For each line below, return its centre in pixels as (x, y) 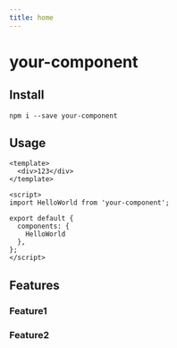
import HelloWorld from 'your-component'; (89, 203)
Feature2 (29, 335)
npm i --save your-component (63, 116)
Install (27, 95)
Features (34, 285)
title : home (31, 17)
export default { (42, 219)
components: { (43, 226)
